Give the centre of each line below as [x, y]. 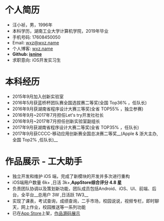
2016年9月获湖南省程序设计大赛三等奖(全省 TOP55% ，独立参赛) [78, 109]
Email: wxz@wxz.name [35, 43]
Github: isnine [27, 54]
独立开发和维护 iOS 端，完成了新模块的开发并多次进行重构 [71, 176]
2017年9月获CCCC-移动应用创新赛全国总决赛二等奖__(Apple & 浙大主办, [85, 133]
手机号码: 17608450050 [36, 37]
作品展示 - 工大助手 [44, 162]
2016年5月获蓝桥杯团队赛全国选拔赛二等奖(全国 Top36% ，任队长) [79, 102]
